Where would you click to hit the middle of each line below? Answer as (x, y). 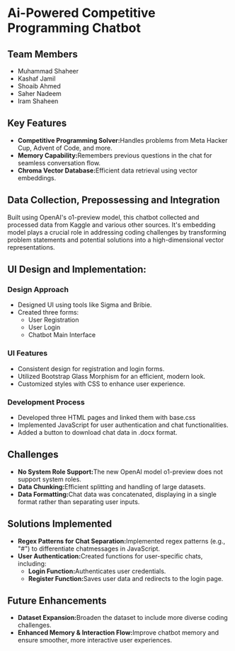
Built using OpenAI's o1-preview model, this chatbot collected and (103, 217)
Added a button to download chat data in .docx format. (97, 432)
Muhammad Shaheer (48, 71)
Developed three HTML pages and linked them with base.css (107, 417)
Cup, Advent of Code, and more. (65, 148)
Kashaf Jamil (36, 78)
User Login (44, 327)
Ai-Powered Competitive (81, 13)
